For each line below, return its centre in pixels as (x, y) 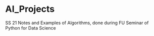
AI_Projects (30, 9)
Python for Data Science (31, 28)
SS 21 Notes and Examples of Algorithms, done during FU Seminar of (77, 23)
